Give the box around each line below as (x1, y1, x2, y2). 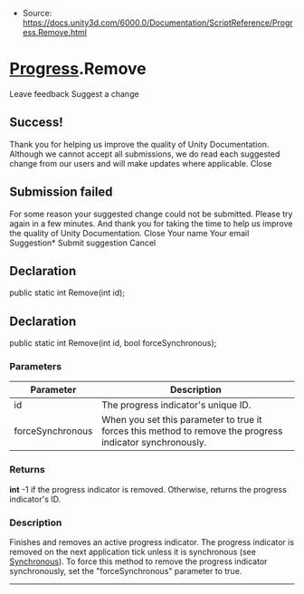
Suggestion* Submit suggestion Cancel (9, 237, 157, 248)
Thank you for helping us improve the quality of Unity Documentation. (9, 139, 270, 149)
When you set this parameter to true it (100, 414, 262, 426)
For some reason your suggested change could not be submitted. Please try (9, 208, 293, 219)
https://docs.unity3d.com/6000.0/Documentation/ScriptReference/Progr (22, 17, 294, 28)
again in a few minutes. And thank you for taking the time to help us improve (9, 217, 293, 229)
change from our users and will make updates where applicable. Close (9, 158, 272, 168)
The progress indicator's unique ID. (100, 398, 252, 411)
